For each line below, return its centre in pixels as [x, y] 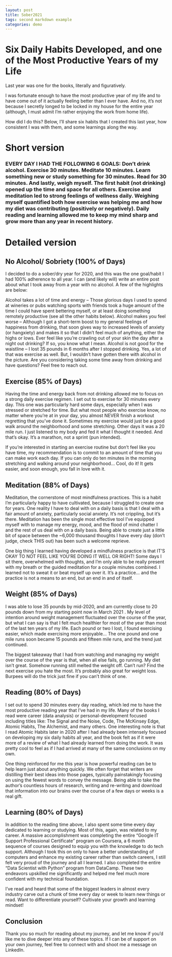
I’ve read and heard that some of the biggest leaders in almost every [78, 889]
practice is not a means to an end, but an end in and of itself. [69, 578]
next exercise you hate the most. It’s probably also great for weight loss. [81, 671]
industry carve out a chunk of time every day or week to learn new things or [85, 895]
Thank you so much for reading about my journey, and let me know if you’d [84, 934]
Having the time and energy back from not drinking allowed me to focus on [84, 394]
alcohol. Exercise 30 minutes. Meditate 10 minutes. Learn [78, 171]
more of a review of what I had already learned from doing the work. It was [84, 742]
